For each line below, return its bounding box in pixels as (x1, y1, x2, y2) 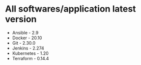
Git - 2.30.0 (12, 40, 36, 46)
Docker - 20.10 (12, 35, 42, 41)
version (5, 14, 37, 25)
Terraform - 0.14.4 (12, 55, 49, 61)
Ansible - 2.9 (12, 30, 39, 35)
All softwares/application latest (5, 3, 136, 15)
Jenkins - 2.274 (12, 45, 44, 51)
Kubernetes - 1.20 (12, 50, 49, 56)
